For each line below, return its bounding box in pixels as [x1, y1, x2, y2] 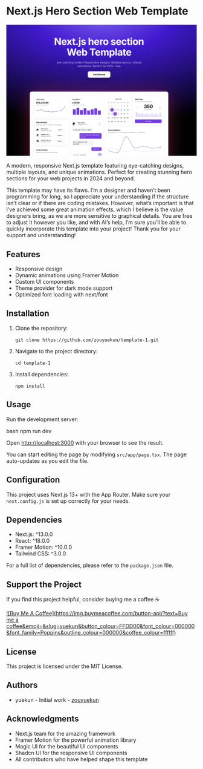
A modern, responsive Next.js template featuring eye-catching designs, [6, 162, 184, 169]
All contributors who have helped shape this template [14, 755, 148, 763]
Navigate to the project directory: [14, 347, 98, 355]
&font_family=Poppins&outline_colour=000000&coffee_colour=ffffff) [6, 629, 176, 636]
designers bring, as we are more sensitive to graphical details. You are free [6, 212, 193, 220]
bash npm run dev [6, 427, 52, 434]
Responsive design [14, 265, 63, 273]
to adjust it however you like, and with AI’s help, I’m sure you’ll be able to [6, 219, 187, 226]
